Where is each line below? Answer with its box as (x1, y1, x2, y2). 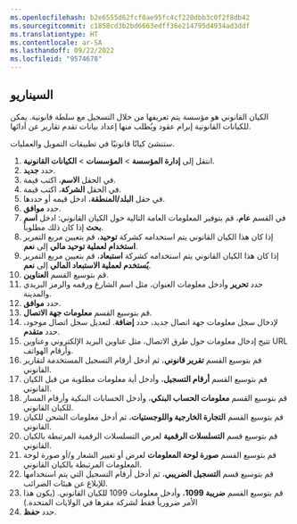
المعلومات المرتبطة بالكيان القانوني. (22, 459, 142, 470)
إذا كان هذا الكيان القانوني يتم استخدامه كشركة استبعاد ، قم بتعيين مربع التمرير (22, 250, 279, 261)
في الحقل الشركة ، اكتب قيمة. (22, 184, 121, 195)
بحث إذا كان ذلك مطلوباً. (22, 221, 103, 232)
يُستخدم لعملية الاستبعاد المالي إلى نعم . (22, 260, 152, 270)
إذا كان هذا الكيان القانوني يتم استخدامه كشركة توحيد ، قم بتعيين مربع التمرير (22, 231, 274, 242)
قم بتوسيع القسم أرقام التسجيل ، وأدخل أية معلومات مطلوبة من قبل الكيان (22, 373, 268, 384)
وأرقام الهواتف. (22, 345, 74, 355)
